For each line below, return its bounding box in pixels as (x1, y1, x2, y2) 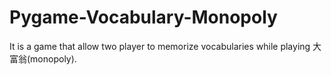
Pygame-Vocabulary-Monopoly (9, 6, 278, 29)
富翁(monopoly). (9, 52, 77, 65)
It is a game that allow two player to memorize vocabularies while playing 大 (9, 40, 322, 52)
